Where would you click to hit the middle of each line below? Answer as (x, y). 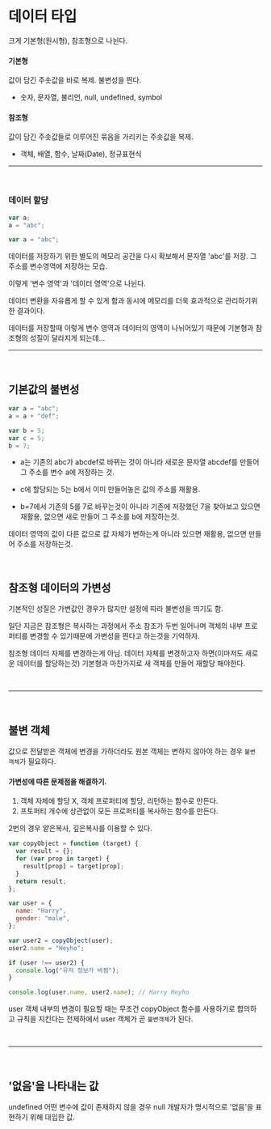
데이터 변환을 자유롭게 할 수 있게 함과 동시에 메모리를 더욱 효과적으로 (116, 301)
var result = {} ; (45, 851)
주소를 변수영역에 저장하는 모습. (58, 266)
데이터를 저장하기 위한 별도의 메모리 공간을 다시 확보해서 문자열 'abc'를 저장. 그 (133, 257)
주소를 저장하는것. (45, 544)
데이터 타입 (43, 17)
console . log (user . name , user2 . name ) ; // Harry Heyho (99, 992)
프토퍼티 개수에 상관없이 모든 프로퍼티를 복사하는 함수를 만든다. (119, 811)
